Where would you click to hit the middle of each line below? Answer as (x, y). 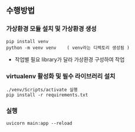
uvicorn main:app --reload (39, 123)
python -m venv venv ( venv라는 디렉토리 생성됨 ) (68, 48)
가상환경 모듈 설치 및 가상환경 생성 (52, 29)
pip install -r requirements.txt (47, 95)
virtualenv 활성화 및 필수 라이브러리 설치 (61, 76)
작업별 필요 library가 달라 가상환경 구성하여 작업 (70, 59)
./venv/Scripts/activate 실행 (42, 90)
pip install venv (27, 41)
